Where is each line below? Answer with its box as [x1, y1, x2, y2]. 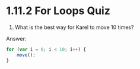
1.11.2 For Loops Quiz [6, 4, 111, 18]
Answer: [6, 35, 27, 42]
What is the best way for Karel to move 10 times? [14, 24, 134, 31]
